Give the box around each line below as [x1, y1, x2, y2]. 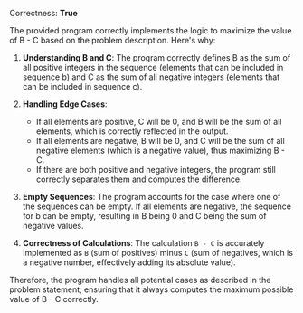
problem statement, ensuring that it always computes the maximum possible [9, 284, 294, 295]
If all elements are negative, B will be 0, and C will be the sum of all [35, 136, 285, 146]
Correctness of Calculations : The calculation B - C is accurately [22, 238, 265, 248]
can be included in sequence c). [22, 81, 143, 91]
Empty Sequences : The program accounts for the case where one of [22, 192, 281, 202]
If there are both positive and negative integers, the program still [35, 165, 276, 175]
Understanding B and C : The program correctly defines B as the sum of [22, 52, 291, 62]
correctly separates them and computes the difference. [35, 174, 242, 185]
